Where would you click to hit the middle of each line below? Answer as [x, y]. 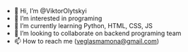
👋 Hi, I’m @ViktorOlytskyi [50, 11]
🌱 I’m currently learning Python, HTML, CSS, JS [83, 26]
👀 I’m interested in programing [58, 18]
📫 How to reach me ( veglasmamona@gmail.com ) [87, 41]
